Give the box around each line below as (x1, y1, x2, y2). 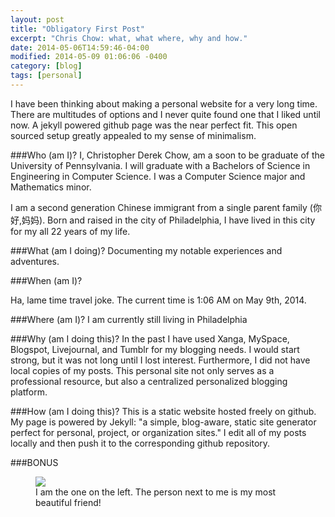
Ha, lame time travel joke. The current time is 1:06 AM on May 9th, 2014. (10, 294, 307, 306)
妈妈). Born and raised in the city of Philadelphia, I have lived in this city (21, 214, 316, 226)
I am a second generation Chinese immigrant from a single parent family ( (10, 201, 313, 213)
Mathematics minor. (10, 181, 92, 193)
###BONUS (10, 456, 59, 468)
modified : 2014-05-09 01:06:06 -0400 (10, 52, 168, 62)
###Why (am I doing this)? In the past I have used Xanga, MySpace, (10, 332, 290, 345)
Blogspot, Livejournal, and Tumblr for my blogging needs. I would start (10, 343, 300, 355)
